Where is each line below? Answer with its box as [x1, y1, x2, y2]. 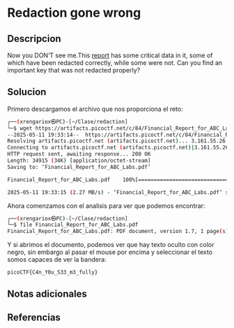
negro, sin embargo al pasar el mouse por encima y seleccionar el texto [7, 248, 213, 256]
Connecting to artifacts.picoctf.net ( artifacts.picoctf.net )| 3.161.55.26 [7, 144, 229, 151]
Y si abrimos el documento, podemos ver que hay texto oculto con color [7, 241, 214, 249]
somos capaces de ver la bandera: [7, 255, 107, 264]
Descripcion [7, 33, 61, 45]
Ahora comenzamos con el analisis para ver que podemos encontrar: [7, 201, 205, 210]
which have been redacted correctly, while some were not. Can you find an [7, 59, 223, 67]
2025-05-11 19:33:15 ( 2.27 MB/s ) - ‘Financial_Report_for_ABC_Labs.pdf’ [7, 188, 223, 196]
